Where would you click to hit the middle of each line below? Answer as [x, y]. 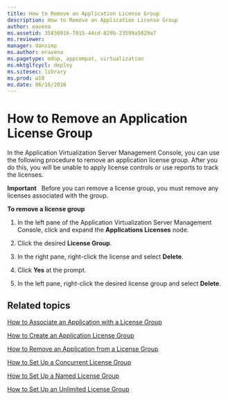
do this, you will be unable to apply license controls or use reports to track [113, 168]
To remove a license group [46, 209]
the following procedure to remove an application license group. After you [113, 160]
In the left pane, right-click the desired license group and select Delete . [119, 284]
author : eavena [29, 26]
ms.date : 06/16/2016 [37, 85]
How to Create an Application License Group [71, 336]
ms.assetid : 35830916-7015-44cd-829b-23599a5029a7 [82, 33]
